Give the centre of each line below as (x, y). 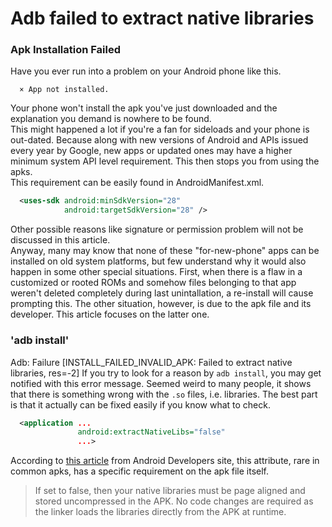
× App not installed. (64, 90)
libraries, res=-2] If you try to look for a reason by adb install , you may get (166, 373)
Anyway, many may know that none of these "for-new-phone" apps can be (165, 251)
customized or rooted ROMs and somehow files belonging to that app (153, 283)
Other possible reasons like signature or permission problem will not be (157, 229)
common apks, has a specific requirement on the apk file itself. (140, 471)
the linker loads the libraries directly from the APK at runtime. (160, 512)
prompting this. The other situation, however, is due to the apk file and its (161, 304)
